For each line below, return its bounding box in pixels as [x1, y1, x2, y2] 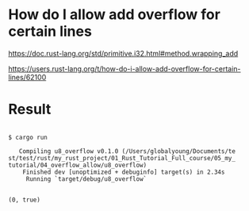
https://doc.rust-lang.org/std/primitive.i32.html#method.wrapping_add [8, 48, 239, 58]
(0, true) [8, 196, 41, 204]
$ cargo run [8, 133, 48, 141]
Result [8, 101, 52, 118]
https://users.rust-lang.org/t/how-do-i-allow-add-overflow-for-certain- [8, 63, 241, 73]
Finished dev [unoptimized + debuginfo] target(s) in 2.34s [22, 168, 225, 176]
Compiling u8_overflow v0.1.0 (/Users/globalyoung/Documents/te [18, 147, 236, 155]
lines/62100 [8, 72, 47, 82]
